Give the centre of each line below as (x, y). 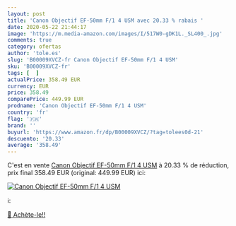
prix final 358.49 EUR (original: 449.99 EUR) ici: (77, 173)
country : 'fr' (28, 112)
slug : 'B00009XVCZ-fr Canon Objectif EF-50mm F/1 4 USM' (93, 60)
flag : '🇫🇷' (25, 119)
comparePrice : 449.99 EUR (45, 100)
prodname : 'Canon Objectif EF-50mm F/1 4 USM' (77, 106)
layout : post (26, 14)
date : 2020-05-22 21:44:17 (47, 27)
